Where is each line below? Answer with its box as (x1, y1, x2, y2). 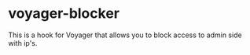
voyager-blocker (8, 5, 120, 22)
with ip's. (8, 38, 38, 47)
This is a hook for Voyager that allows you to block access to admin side (8, 30, 242, 40)
